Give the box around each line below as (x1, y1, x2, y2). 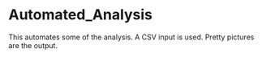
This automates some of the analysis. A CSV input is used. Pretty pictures (8, 32, 255, 42)
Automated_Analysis (8, 6, 152, 24)
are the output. (8, 40, 58, 50)
